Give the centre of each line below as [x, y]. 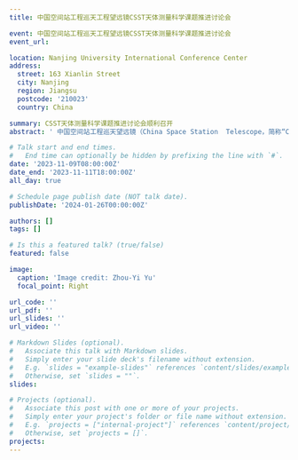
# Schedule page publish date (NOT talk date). [99, 196]
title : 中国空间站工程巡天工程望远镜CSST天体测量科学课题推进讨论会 [120, 17]
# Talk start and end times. [63, 147]
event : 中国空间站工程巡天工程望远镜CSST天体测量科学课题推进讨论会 [120, 33]
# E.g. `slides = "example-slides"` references [103, 368]
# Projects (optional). [53, 401]
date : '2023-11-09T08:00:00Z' [65, 164]
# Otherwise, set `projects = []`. [79, 433]
